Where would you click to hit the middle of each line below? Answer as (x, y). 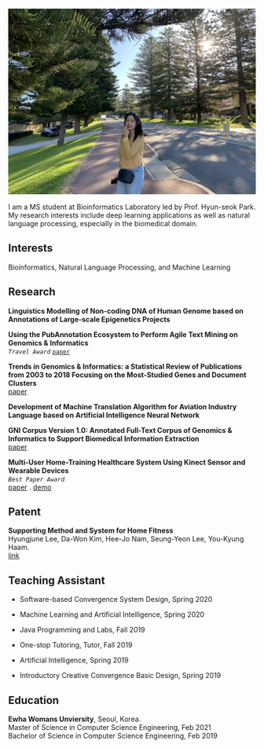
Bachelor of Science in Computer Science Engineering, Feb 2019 (113, 736)
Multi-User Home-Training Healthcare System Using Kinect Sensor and (127, 462)
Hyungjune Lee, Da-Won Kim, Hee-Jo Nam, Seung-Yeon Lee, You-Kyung (126, 539)
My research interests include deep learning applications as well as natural (129, 215)
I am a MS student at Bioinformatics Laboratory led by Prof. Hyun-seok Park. (132, 207)
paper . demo (30, 487)
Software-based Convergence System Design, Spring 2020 (116, 599)
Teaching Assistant (57, 580)
